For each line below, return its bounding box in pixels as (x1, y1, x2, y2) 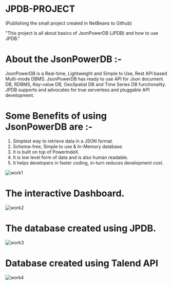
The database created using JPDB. (5, 222, 157, 234)
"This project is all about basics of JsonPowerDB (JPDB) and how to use (5, 30, 159, 36)
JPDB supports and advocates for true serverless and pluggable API (5, 87, 150, 93)
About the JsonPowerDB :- (5, 53, 122, 65)
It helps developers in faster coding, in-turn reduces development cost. (12, 159, 164, 166)
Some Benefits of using (5, 110, 107, 122)
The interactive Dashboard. (5, 188, 125, 199)
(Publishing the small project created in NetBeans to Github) (5, 20, 132, 26)
